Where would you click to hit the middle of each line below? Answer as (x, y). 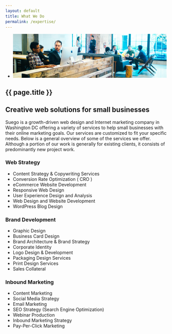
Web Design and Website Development (54, 201)
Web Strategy (23, 162)
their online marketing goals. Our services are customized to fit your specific (86, 133)
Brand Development (31, 219)
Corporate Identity (32, 247)
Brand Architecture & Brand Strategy (51, 242)
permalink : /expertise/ (31, 22)
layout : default (23, 11)
